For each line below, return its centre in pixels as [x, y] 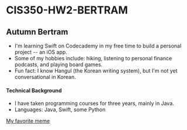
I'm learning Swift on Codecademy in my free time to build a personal [98, 46]
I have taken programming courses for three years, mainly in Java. [94, 104]
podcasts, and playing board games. [58, 64]
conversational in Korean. [45, 77]
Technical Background [34, 90]
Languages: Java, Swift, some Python [60, 110]
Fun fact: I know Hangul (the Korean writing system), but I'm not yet [96, 71]
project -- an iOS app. [41, 52]
